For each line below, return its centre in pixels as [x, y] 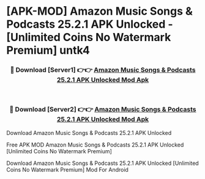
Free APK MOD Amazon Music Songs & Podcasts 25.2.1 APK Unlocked [95, 145]
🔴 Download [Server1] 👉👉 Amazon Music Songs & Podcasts [103, 70]
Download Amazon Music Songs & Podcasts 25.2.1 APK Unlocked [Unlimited [102, 163]
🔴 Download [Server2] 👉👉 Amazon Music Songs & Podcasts [103, 110]
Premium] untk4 [48, 51]
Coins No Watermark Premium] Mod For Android [67, 169]
